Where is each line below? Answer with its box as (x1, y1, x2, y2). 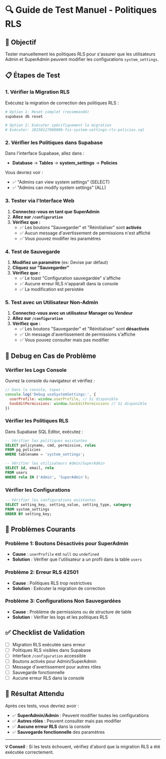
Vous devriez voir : (5, 170, 43, 176)
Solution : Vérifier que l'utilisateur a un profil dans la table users (12, 556, 142, 562)
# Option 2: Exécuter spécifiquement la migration (5, 123, 112, 128)
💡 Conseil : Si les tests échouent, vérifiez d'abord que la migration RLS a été (5, 743, 161, 750)
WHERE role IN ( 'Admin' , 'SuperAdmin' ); (5, 475, 90, 480)
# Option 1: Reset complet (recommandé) (5, 109, 90, 114)
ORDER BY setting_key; (5, 511, 52, 516)
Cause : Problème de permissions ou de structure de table (12, 609, 132, 615)
